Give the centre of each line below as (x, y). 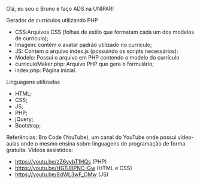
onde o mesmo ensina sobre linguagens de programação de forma (103, 143)
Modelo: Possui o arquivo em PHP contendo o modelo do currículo (97, 57)
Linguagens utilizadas (33, 82)
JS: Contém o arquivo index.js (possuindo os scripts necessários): (96, 51)
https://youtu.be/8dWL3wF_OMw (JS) (62, 174)
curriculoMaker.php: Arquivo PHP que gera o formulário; (84, 64)
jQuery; (24, 119)
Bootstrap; (28, 125)
